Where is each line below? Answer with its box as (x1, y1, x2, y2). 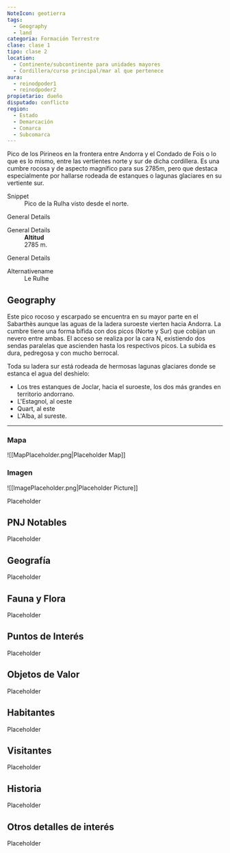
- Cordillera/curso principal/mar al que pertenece (13, 67, 164, 74)
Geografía (7, 554, 51, 566)
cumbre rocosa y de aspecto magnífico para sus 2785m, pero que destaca (7, 164, 218, 173)
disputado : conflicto (7, 99, 69, 106)
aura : (7, 73, 23, 81)
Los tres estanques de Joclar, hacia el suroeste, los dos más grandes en (16, 383, 221, 391)
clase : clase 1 (7, 42, 51, 49)
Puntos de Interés (7, 631, 84, 643)
